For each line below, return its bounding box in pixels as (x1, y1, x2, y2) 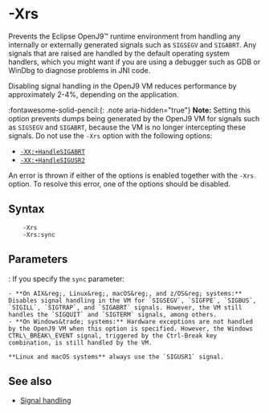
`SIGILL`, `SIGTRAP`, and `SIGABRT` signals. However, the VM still (8, 303, 243, 312)
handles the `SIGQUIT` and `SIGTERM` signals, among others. (8, 310, 218, 318)
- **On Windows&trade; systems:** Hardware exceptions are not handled (8, 317, 253, 325)
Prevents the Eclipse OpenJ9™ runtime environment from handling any (8, 31, 241, 41)
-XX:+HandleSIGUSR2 (19, 156, 86, 165)
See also (8, 374, 52, 388)
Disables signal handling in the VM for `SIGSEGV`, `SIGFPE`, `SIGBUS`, (8, 296, 257, 305)
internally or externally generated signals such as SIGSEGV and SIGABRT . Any (8, 39, 257, 49)
